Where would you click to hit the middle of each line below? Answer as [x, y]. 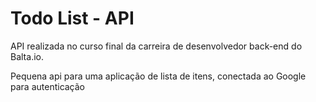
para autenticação [48, 86]
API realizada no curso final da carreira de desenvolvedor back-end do [156, 46]
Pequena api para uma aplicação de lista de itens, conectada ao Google [158, 76]
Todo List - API [72, 18]
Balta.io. [27, 56]
